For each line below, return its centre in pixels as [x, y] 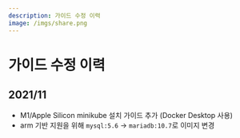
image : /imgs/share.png [48, 23]
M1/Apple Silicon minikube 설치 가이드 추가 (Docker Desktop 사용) [126, 115]
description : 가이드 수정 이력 [54, 16]
